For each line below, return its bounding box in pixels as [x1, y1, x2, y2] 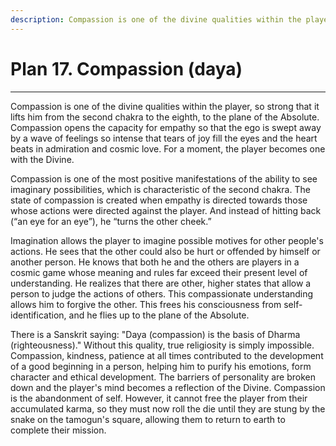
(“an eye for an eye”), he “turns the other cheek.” [10, 215, 212, 227]
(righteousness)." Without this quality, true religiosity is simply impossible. [10, 339, 315, 351]
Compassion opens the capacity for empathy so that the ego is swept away [10, 121, 322, 133]
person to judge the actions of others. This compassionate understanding [10, 287, 314, 300]
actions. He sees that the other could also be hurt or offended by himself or [10, 245, 321, 257]
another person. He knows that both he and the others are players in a [10, 256, 300, 268]
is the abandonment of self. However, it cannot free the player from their [10, 392, 308, 404]
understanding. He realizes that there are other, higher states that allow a [10, 277, 312, 289]
